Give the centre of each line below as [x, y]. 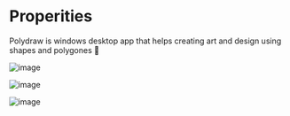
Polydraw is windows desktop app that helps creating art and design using [145, 41]
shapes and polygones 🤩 [55, 50]
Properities [51, 16]
